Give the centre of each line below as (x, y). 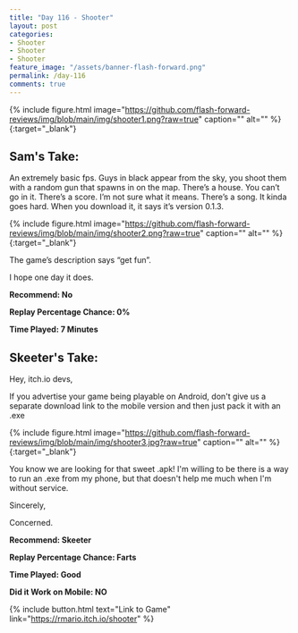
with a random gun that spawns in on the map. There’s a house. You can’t (145, 188)
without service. (39, 488)
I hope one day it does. (51, 277)
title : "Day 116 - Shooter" (62, 17)
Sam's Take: (44, 157)
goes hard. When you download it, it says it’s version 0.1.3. (116, 207)
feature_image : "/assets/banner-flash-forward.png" (107, 68)
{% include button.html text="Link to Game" (90, 610)
